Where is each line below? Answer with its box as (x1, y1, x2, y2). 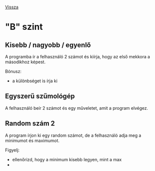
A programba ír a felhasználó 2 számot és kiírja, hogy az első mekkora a (5, 54, 150, 59)
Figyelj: (5, 147, 20, 153)
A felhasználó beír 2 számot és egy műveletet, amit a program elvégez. (5, 105, 148, 111)
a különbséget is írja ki (12, 78, 58, 84)
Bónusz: (5, 69, 22, 74)
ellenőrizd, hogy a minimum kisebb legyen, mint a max (12, 156, 122, 162)
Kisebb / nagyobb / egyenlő (5, 41, 91, 49)
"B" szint (5, 22, 43, 32)
